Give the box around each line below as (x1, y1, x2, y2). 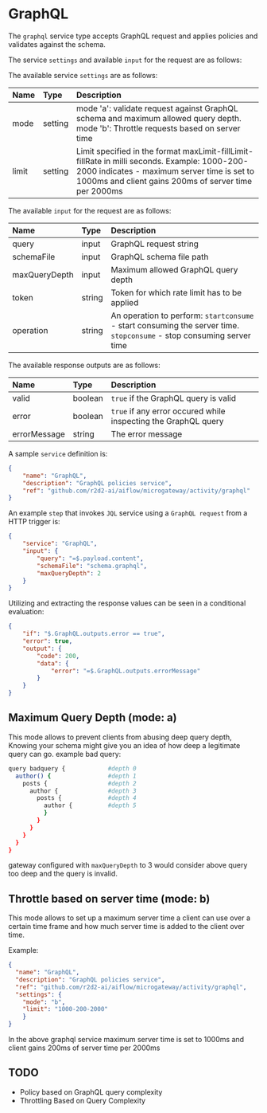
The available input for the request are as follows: (8, 206, 172, 215)
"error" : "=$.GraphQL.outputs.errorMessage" (50, 667, 201, 675)
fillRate (76, 155, 103, 167)
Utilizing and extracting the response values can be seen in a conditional (8, 598, 246, 608)
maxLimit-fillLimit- (182, 145, 254, 156)
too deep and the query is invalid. (8, 869, 118, 879)
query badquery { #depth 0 (8, 764, 137, 773)
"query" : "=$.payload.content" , (37, 555, 145, 562)
